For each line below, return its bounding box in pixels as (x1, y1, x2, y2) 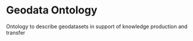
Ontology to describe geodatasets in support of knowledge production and (6, 23, 188, 30)
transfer (6, 29, 25, 36)
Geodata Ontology (6, 4, 98, 17)
